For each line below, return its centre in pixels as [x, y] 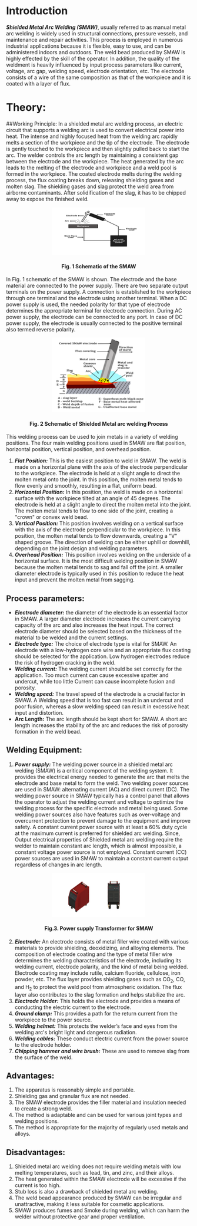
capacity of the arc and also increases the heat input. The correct [94, 625]
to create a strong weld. [43, 1109]
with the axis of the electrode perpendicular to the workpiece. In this [97, 530]
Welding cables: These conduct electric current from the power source [101, 1038]
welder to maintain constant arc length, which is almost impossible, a [98, 846]
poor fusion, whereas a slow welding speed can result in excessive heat [102, 706]
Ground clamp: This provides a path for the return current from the [96, 1013]
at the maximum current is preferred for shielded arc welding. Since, [97, 833]
